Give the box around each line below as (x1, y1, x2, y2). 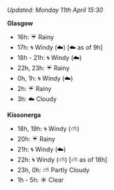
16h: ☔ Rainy (17, 33, 54, 41)
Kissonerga (7, 111, 41, 119)
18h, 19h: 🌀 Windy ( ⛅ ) (17, 125, 79, 133)
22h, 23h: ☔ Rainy (17, 64, 70, 72)
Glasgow (7, 19, 33, 27)
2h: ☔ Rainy (17, 85, 52, 92)
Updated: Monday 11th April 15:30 (7, 6, 104, 14)
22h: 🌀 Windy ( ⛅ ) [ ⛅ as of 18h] (17, 156, 108, 164)
